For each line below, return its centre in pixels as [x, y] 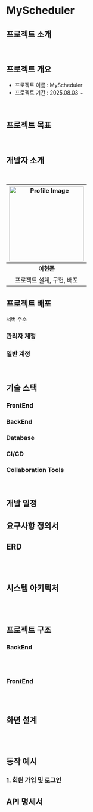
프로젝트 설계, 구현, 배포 [46, 280]
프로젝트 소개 [29, 34]
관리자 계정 [21, 336]
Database [20, 438]
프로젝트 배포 [29, 304]
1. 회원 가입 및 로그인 [34, 780]
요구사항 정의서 [32, 526]
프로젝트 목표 [29, 125]
